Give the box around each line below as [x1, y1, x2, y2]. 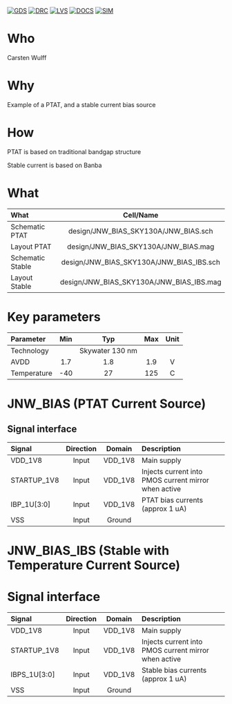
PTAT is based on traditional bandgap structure [7, 147, 142, 155]
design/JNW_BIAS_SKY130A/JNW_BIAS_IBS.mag [59, 277, 222, 287]
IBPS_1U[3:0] [10, 669, 55, 679]
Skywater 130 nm [79, 345, 138, 355]
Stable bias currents [141, 665, 207, 675]
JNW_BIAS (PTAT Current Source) [7, 396, 206, 411]
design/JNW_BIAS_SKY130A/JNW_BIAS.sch [68, 226, 213, 236]
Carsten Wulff [7, 53, 47, 61]
